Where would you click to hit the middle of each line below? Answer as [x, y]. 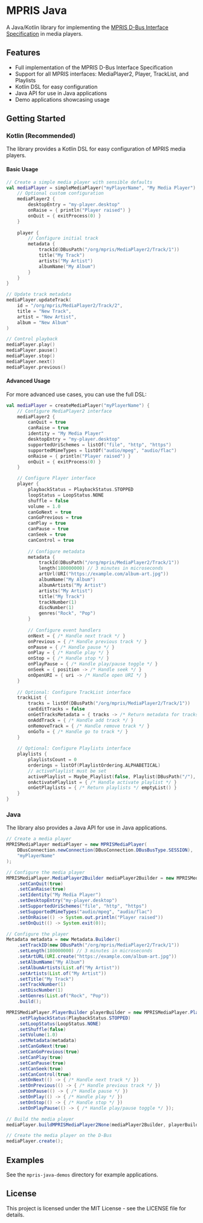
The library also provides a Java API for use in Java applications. [87, 828]
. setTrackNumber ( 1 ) [42, 984]
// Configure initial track [63, 239]
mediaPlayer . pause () [32, 351]
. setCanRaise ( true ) [42, 889]
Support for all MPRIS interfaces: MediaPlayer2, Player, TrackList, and [102, 74]
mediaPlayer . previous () [36, 367]
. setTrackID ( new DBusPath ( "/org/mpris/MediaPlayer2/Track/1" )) [98, 945]
